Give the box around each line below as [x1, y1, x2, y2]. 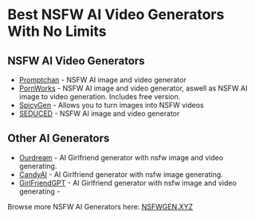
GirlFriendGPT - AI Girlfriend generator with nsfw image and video [18, 178, 237, 187]
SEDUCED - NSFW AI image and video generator [18, 109, 180, 118]
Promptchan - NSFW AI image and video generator [18, 75, 186, 84]
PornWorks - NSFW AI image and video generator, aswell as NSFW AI [18, 83, 248, 93]
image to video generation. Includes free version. [18, 92, 181, 101]
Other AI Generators [7, 132, 110, 145]
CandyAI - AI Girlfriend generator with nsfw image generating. [18, 169, 224, 179]
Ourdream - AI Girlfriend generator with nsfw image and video [18, 152, 224, 162]
